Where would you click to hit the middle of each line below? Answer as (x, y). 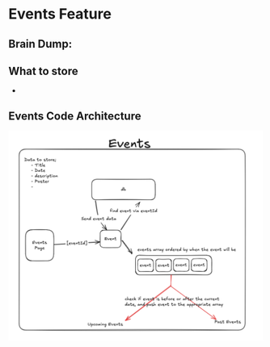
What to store (43, 71)
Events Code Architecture (75, 116)
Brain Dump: (40, 44)
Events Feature (60, 14)
